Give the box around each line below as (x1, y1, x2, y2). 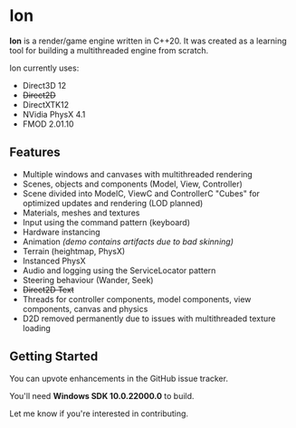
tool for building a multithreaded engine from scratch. (9, 44, 209, 55)
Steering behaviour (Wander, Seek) (22, 274, 154, 285)
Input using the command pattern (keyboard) (22, 216, 191, 227)
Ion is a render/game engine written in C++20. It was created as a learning (9, 35, 287, 46)
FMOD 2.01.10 (22, 119, 74, 129)
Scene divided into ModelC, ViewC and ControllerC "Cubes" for (22, 187, 261, 199)
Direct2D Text (22, 284, 74, 295)
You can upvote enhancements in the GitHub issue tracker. (9, 373, 229, 384)
